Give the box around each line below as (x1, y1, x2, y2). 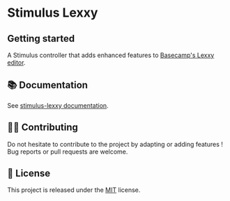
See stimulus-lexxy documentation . (7, 101, 109, 109)
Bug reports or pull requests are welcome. (7, 147, 128, 156)
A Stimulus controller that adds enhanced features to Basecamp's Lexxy (7, 51, 215, 59)
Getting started (7, 33, 75, 45)
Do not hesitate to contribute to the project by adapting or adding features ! (7, 140, 223, 148)
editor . (7, 58, 26, 67)
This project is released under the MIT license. (7, 186, 141, 194)
